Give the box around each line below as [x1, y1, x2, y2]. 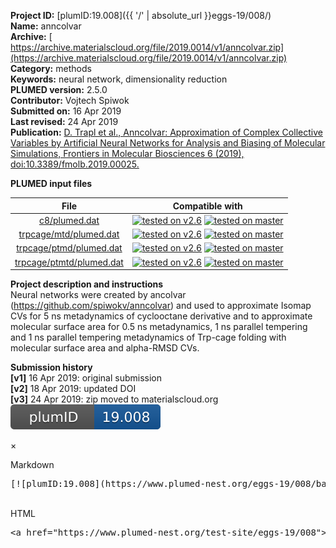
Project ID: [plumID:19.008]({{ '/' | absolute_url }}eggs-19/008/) [10, 10, 272, 21]
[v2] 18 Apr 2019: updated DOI [10, 383, 137, 394]
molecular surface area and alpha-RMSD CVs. [10, 342, 200, 354]
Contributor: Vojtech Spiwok [10, 95, 130, 106]
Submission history [10, 361, 93, 373]
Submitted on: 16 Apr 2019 [10, 105, 122, 117]
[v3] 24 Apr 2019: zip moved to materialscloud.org [10, 393, 219, 405]
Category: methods [10, 63, 92, 74]
